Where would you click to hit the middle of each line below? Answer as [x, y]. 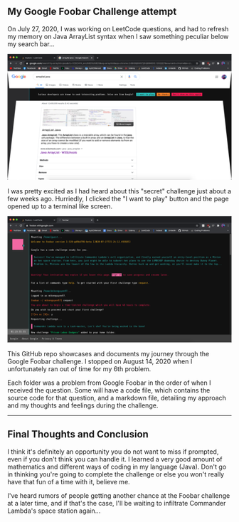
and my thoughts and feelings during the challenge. [83, 405]
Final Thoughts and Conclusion [78, 434]
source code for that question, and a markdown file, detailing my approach [117, 398]
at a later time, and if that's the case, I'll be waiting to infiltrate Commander [117, 503]
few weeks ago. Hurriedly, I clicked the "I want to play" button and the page [118, 199]
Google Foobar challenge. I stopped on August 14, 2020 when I [100, 361]
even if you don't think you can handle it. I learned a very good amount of [115, 459]
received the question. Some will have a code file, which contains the [109, 390]
